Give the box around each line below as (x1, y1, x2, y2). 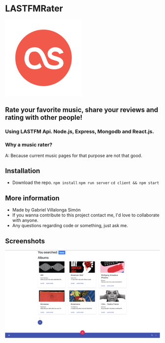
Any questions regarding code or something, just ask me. (12, 223, 128, 229)
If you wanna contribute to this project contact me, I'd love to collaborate (12, 212, 160, 218)
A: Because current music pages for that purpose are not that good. (5, 153, 142, 158)
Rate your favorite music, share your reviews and (5, 106, 159, 114)
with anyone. (12, 217, 38, 223)
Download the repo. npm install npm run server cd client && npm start (12, 180, 160, 185)
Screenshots (5, 237, 45, 245)
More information (5, 194, 60, 202)
